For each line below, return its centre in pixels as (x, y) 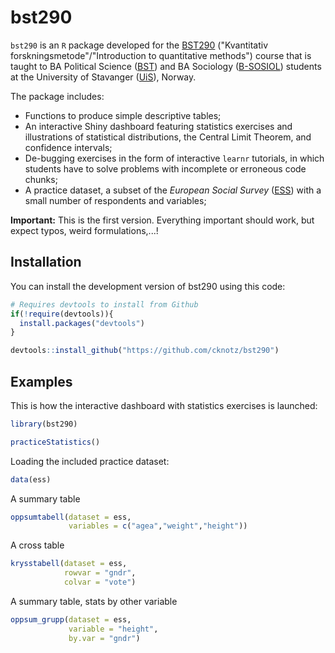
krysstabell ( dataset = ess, (69, 564)
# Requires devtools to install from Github (104, 304)
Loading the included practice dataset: (90, 461)
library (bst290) (44, 424)
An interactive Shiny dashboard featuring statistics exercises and (158, 126)
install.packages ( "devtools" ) (82, 323)
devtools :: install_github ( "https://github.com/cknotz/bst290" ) (145, 351)
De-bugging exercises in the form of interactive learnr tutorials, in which (174, 158)
